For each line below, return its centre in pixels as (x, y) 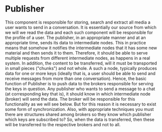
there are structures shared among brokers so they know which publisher (78, 114)
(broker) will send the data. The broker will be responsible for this (70, 99)
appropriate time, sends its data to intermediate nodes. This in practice (75, 42)
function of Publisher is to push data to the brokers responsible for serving (79, 83)
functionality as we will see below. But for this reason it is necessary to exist (81, 104)
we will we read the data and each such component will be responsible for (79, 32)
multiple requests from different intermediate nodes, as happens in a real (78, 58)
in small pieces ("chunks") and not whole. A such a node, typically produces (81, 68)
